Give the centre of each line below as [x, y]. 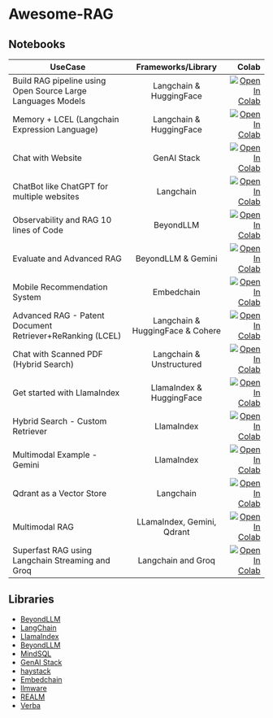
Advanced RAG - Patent [58, 315]
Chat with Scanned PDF [58, 354]
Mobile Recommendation [60, 287]
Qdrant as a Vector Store [60, 493]
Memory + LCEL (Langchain [66, 119]
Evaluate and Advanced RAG [67, 259]
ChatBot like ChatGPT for [60, 186]
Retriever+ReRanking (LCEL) [67, 336]
